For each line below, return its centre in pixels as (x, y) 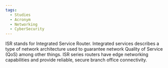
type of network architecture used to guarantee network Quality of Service (84, 49)
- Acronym (20, 19)
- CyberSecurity (27, 29)
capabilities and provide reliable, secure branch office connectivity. (76, 60)
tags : (11, 10)
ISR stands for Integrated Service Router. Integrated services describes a (82, 43)
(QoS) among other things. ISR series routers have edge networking (77, 55)
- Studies (20, 15)
